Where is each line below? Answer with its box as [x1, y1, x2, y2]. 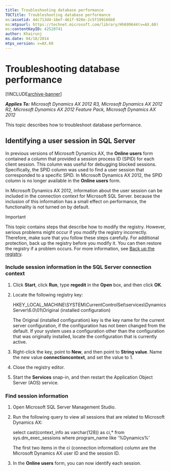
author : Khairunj [5, 31, 42, 36]
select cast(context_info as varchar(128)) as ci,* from [12, 429, 125, 436]
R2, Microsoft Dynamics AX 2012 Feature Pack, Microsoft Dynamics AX [5, 106, 156, 112]
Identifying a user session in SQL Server [5, 136, 136, 145]
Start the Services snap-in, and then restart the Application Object [12, 374, 153, 380]
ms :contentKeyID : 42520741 [5, 27, 63, 32]
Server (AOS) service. [12, 379, 59, 385]
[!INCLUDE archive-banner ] [5, 91, 62, 97]
